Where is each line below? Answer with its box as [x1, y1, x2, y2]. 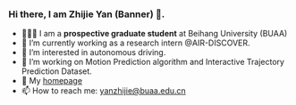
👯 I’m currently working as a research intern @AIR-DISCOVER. [21, 37, 251, 48]
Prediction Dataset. [21, 66, 93, 77]
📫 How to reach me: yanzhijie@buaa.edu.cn [21, 85, 187, 96]
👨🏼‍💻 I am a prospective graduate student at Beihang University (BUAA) [21, 28, 288, 39]
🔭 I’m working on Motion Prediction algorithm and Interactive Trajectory [21, 57, 285, 68]
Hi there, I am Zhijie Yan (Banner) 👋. [8, 8, 165, 20]
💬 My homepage [21, 76, 82, 86]
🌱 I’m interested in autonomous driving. [21, 47, 166, 58]
